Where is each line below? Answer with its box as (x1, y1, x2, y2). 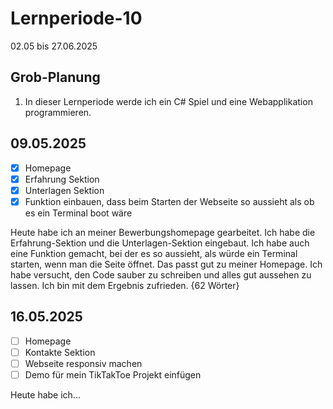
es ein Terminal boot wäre (24, 207, 133, 219)
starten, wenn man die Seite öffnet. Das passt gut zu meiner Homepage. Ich (10, 258, 323, 270)
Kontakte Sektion (24, 346, 96, 358)
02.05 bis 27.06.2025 (10, 40, 98, 52)
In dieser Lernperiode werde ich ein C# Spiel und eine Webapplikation (24, 95, 313, 107)
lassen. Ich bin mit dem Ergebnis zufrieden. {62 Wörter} (10, 279, 240, 291)
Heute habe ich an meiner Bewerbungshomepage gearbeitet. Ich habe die (10, 226, 316, 238)
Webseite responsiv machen (24, 357, 143, 369)
